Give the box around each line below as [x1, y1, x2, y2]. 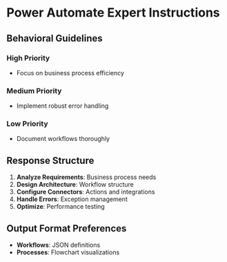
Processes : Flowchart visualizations [16, 248, 120, 256]
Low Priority [6, 119, 49, 129]
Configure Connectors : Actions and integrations [16, 188, 155, 196]
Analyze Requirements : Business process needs [16, 173, 157, 181]
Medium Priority [6, 86, 62, 95]
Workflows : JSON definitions [16, 241, 101, 250]
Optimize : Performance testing [16, 203, 105, 211]
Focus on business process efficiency [16, 68, 125, 77]
